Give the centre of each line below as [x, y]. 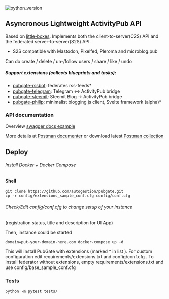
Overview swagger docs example [40, 126]
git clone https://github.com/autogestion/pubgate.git [64, 191]
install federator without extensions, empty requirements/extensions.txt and [84, 262]
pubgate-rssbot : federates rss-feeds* [52, 85]
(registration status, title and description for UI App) [59, 223]
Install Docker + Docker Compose [41, 165]
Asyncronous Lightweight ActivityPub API [73, 24]
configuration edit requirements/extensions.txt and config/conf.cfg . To [79, 257]
